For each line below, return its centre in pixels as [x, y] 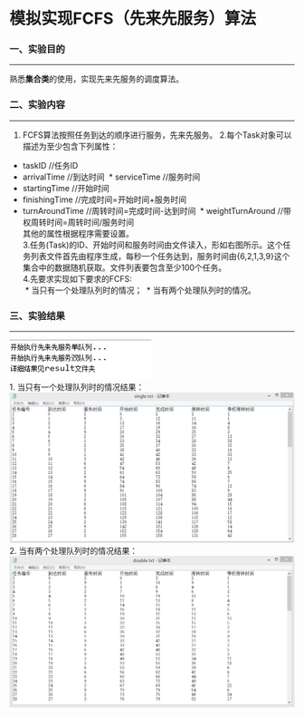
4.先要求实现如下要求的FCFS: [77, 278]
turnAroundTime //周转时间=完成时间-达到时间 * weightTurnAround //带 [157, 210]
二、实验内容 [38, 105]
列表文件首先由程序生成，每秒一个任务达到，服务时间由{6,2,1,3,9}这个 [160, 256]
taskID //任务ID [50, 165]
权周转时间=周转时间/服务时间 [78, 222]
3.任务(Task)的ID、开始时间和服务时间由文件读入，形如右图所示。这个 [152, 245]
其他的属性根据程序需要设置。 [78, 233]
